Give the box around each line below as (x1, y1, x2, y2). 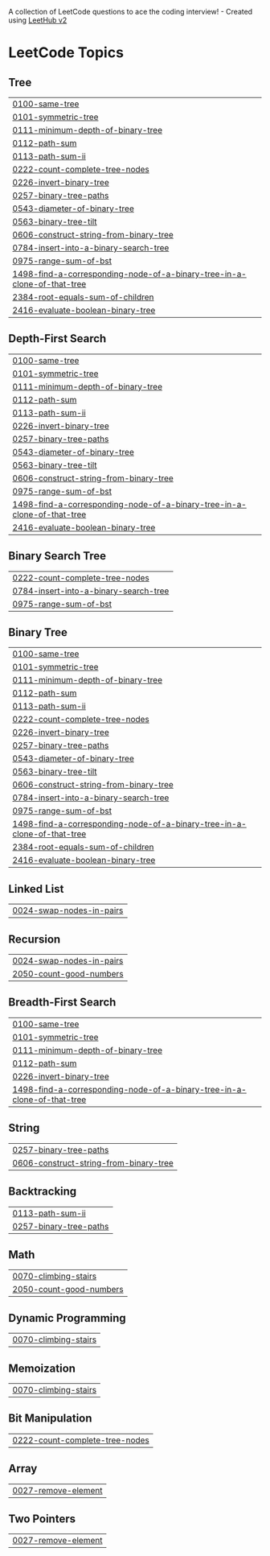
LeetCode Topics (8, 43, 125, 62)
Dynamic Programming (8, 1311, 126, 1325)
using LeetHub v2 (8, 15, 67, 25)
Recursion (8, 932, 61, 946)
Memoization (8, 1361, 76, 1375)
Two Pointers (8, 1512, 76, 1525)
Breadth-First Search (8, 996, 117, 1009)
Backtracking (8, 1185, 77, 1199)
